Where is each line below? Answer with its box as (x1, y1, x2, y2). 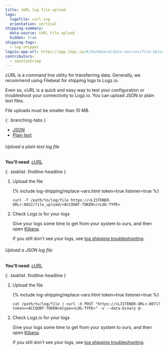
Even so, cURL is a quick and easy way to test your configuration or (5, 87, 144, 93)
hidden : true (9, 35, 37, 40)
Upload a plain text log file (5, 143, 60, 149)
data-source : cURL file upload (9, 30, 75, 35)
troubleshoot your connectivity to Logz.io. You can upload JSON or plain (5, 92, 154, 98)
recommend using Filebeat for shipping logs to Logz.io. (5, 77, 119, 83)
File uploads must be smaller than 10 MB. (5, 107, 90, 113)
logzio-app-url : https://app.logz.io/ (5, 49, 86, 54)
